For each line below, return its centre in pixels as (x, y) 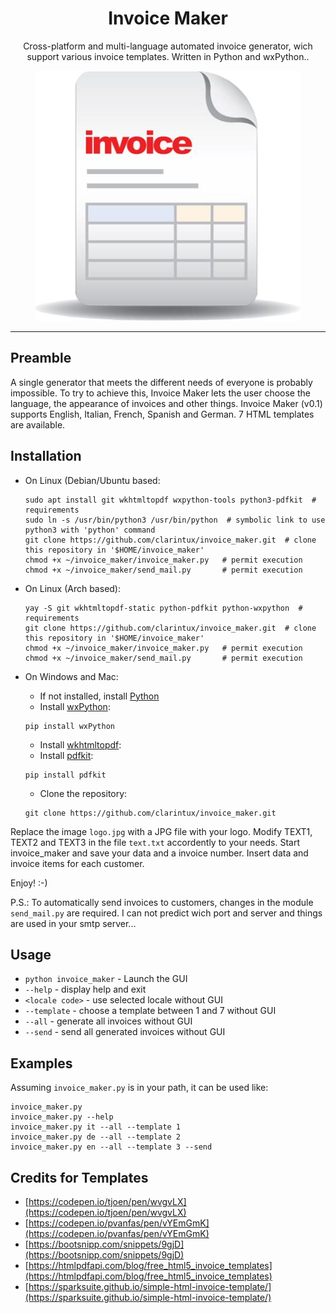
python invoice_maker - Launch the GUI (106, 979)
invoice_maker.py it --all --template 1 (96, 1127)
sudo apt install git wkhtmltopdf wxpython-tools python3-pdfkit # (170, 500)
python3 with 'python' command (90, 530)
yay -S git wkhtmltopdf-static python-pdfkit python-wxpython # (163, 608)
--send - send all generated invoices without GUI (125, 1032)
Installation (46, 456)
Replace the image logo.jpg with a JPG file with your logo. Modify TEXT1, (161, 831)
